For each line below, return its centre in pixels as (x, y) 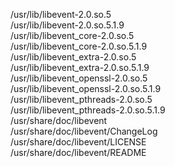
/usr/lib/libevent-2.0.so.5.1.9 (67, 25)
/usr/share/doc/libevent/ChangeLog (84, 131)
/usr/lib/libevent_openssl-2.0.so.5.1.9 (86, 88)
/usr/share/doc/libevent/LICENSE (78, 142)
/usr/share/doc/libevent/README (78, 152)
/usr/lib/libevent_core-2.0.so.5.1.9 (79, 46)
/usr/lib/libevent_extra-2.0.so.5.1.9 (80, 67)
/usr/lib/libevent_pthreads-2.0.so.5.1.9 (88, 110)
